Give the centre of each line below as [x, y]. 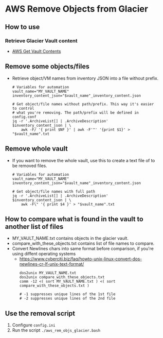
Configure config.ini [34, 325]
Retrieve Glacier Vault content [41, 41]
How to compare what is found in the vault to [74, 219]
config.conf [24, 117]
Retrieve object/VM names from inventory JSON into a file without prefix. [85, 78]
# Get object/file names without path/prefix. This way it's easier [83, 104]
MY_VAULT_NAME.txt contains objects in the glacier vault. [70, 238]
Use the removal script [40, 313]
